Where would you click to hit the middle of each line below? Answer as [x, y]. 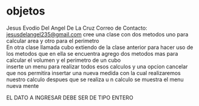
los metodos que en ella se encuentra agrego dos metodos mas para [92, 53]
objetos [26, 11]
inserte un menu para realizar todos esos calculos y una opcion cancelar [97, 66]
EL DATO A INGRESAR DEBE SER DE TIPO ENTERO [70, 98]
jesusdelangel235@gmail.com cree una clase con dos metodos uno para [97, 34]
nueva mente [23, 85]
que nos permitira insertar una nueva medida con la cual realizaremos [93, 73]
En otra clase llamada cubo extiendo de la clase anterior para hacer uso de [100, 47]
